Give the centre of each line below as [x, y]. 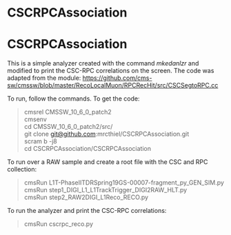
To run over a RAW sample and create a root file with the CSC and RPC [108, 162]
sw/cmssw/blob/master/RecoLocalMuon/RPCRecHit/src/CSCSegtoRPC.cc [113, 85]
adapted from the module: [44, 78]
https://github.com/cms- [117, 78]
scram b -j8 [40, 141]
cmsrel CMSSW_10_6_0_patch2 [68, 112]
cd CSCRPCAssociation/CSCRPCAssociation [88, 149]
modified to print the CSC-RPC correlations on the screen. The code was [111, 71]
